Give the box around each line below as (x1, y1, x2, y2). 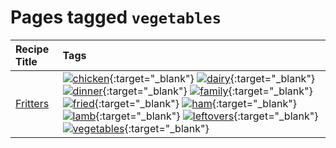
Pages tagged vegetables (10, 6, 222, 29)
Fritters (15, 96, 50, 110)
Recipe (15, 42, 50, 56)
